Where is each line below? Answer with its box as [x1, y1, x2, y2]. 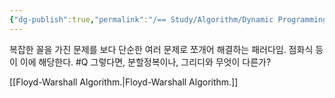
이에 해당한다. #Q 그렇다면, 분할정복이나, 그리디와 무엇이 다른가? [19, 56, 272, 68]
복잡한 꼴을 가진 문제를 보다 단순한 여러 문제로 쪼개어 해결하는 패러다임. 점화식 [9, 43, 314, 55]
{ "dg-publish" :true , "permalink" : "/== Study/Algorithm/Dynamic [9, 14, 274, 25]
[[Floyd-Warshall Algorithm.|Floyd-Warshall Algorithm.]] [9, 76, 239, 88]
